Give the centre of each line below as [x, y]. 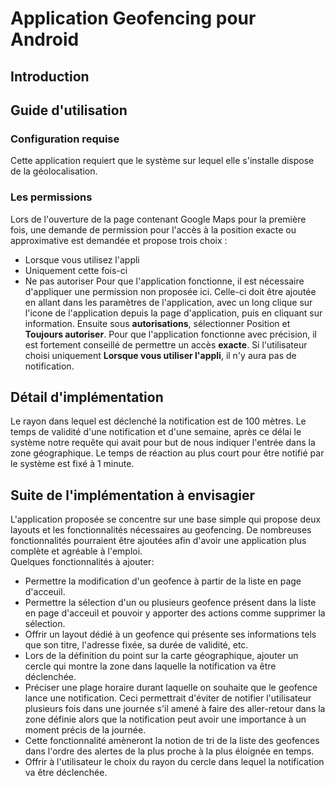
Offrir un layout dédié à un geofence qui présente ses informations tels [170, 634]
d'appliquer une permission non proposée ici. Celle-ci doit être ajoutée [170, 291]
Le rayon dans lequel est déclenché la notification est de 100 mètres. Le [158, 421]
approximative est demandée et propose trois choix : [119, 240]
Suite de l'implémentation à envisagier [132, 495]
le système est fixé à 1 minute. [72, 464]
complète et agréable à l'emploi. [76, 551]
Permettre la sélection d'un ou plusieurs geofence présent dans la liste [170, 603]
